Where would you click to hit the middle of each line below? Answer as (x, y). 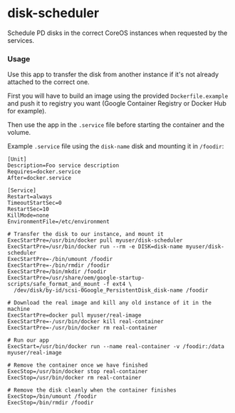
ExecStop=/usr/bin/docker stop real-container (78, 372)
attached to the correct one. (49, 82)
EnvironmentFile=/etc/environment (59, 222)
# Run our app (28, 340)
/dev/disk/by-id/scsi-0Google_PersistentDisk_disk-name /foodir (111, 290)
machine (19, 309)
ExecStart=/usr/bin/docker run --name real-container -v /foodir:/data (116, 347)
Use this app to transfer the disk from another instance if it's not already (113, 75)
